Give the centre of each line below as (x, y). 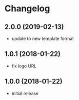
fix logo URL (24, 66)
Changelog (27, 9)
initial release (25, 93)
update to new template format (43, 38)
